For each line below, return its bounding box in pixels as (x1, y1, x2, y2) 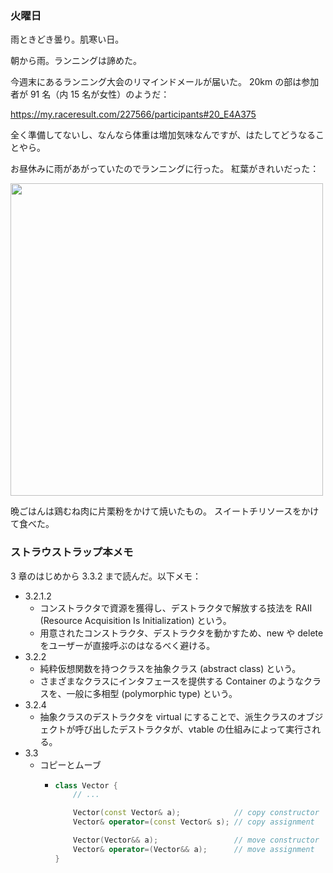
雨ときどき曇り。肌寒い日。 (10, 33, 125, 46)
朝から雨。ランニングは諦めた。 (10, 55, 142, 67)
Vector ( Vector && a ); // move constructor (73, 835, 320, 846)
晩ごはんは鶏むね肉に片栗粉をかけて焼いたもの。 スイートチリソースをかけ (10, 505, 320, 517)
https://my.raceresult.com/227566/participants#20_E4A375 (10, 108, 257, 121)
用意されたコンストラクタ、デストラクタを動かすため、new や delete (39, 627, 324, 639)
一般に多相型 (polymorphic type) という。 (66, 687, 238, 699)
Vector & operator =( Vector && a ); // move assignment (73, 844, 315, 854)
